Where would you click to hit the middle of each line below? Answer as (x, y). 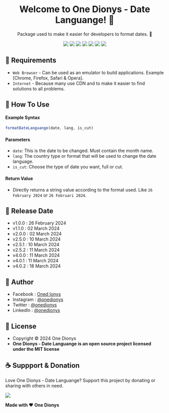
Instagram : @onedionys (38, 300)
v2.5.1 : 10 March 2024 (36, 245)
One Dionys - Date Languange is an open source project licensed (82, 344)
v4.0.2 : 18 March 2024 (37, 266)
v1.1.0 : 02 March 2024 (36, 228)
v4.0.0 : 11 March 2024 (36, 255)
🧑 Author (19, 282)
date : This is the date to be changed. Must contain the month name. (83, 151)
